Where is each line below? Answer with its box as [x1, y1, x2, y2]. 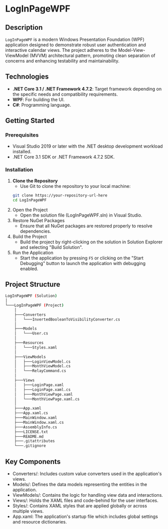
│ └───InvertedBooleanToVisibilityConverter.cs [14, 317, 121, 322]
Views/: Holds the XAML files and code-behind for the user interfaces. [12, 497, 158, 504]
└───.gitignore [14, 443, 46, 448]
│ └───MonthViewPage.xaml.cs [14, 396, 80, 402]
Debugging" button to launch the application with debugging [20, 260, 146, 266]
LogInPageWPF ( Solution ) [5, 293, 57, 299]
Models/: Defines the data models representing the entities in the [12, 482, 147, 488]
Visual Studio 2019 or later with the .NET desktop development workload [12, 143, 163, 149]
